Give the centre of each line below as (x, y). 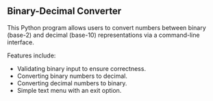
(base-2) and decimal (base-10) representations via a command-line (103, 35)
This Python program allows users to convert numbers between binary (107, 27)
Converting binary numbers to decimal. (72, 76)
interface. (21, 42)
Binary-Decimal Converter (64, 11)
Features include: (32, 55)
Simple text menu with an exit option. (69, 90)
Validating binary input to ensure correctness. (81, 68)
